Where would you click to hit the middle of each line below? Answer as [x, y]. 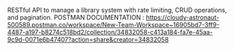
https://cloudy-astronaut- [183, 17]
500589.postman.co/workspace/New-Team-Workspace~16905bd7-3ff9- [113, 25]
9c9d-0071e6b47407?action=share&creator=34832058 [88, 40]
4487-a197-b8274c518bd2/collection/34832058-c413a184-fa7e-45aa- [110, 32]
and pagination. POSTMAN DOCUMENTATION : [76, 17]
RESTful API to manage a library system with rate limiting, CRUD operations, [117, 10]
